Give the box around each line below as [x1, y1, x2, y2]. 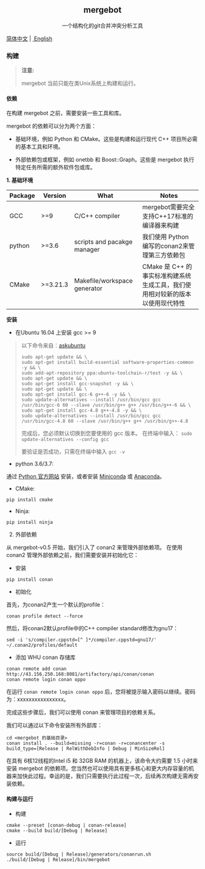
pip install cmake [6, 497, 53, 503]
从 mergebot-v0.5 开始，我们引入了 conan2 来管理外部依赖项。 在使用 [6, 544, 183, 551]
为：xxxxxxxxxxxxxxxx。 [6, 696, 70, 703]
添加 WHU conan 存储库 [15, 653, 76, 661]
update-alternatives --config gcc [21, 437, 109, 443]
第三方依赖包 [148, 251, 185, 260]
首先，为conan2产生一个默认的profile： [6, 601, 106, 608]
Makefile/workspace [74, 277, 133, 285]
